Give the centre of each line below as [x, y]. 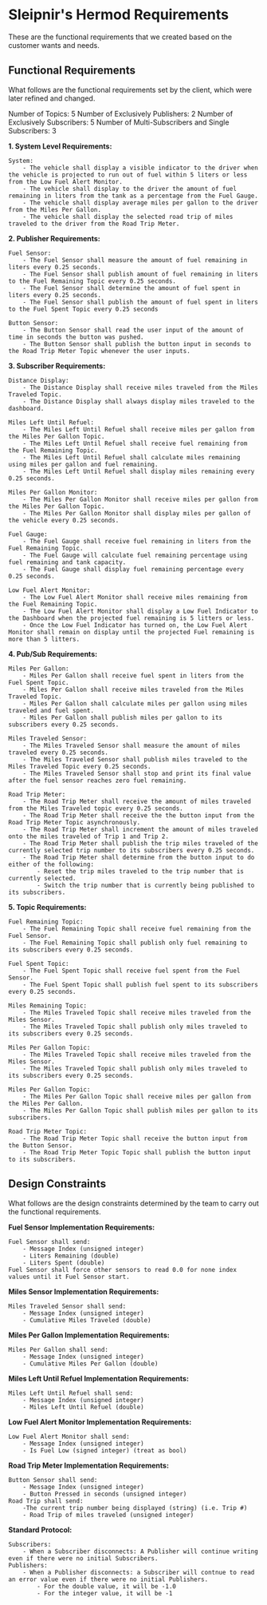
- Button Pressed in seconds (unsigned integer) [105, 1494]
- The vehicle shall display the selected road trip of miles [128, 217]
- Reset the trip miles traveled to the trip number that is [141, 871]
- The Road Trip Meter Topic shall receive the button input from [135, 1138]
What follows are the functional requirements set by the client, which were [130, 89]
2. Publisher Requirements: [55, 238]
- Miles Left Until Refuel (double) [84, 1407]
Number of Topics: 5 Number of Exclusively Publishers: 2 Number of [121, 113]
